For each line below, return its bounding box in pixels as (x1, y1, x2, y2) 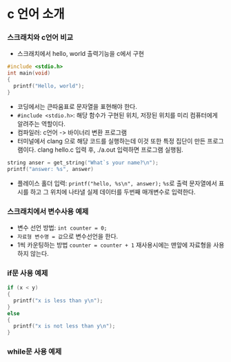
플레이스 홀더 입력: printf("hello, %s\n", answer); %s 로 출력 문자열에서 (17, 179, 217, 187)
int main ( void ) (7, 70, 51, 77)
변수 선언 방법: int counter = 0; (17, 223, 108, 232)
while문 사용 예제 (7, 347, 62, 356)
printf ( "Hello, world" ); (13, 83, 85, 90)
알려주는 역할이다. (17, 119, 66, 128)
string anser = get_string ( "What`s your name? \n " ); (7, 159, 159, 166)
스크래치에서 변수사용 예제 (7, 206, 89, 216)
